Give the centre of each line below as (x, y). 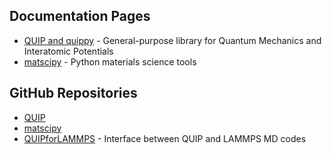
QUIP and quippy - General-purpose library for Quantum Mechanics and (172, 40)
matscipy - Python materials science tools (110, 61)
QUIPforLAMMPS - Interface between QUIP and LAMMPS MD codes (165, 138)
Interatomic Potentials (68, 51)
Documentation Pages (80, 16)
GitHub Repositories (73, 93)
